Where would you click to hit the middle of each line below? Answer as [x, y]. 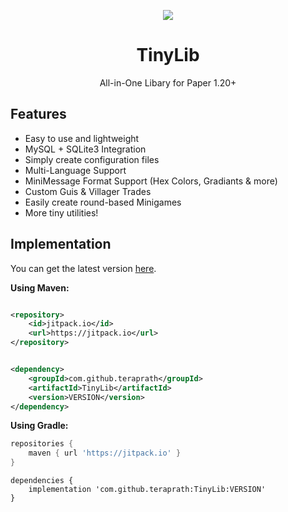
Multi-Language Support [75, 170]
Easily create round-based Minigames [103, 202]
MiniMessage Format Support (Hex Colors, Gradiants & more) [151, 181]
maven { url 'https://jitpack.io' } [105, 453]
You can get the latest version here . [83, 268]
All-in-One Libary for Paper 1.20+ [168, 82]
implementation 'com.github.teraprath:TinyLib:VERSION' [147, 490]
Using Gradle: [39, 426]
